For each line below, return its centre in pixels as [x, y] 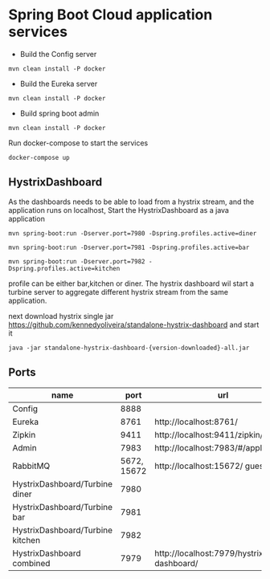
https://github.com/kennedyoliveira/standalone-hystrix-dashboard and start [134, 324]
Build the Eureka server [59, 84]
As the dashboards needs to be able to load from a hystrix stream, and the [131, 202]
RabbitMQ [31, 466]
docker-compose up [39, 157]
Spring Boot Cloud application [110, 15]
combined [31, 563]
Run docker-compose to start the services [78, 143]
